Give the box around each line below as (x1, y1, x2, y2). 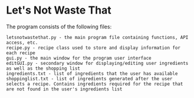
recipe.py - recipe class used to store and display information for (6, 45, 181, 51)
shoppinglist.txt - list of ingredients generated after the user (6, 76, 173, 81)
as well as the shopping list (6, 66, 81, 71)
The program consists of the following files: (6, 23, 112, 30)
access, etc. (6, 40, 38, 45)
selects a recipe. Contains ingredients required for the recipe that (6, 81, 183, 87)
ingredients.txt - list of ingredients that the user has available (6, 70, 178, 77)
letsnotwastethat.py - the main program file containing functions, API (6, 34, 189, 40)
